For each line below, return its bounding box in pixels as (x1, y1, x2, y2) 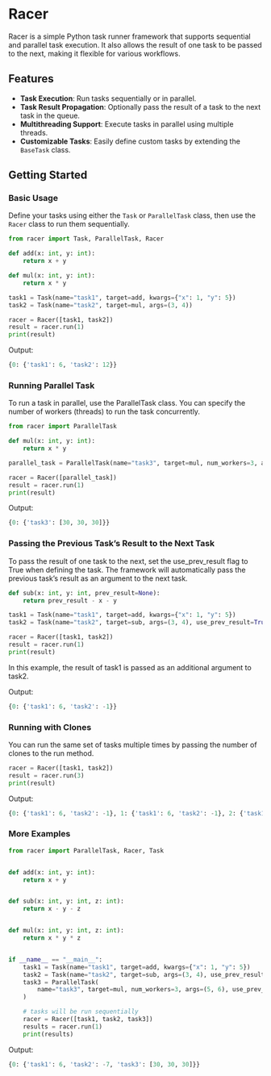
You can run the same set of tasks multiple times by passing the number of (8, 740, 257, 749)
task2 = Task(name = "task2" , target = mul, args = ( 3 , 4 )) (8, 301, 194, 309)
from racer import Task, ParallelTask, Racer (8, 235, 164, 243)
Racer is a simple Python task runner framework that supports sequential (8, 31, 252, 41)
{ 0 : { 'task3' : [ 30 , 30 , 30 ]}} (8, 519, 110, 527)
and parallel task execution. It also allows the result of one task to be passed (8, 40, 262, 49)
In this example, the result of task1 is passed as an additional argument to (8, 662, 252, 672)
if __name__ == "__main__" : (8, 955, 103, 964)
